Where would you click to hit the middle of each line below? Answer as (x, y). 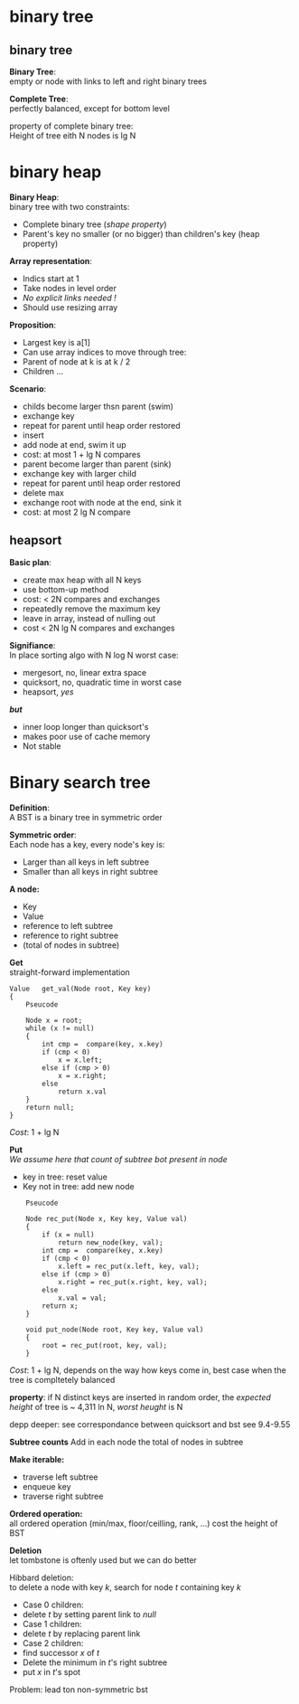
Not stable (42, 746)
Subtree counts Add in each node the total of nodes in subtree (126, 1442)
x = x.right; (82, 1075)
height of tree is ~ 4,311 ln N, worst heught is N (96, 1406)
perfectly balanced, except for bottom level (89, 109)
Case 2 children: (53, 1642)
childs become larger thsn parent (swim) (98, 406)
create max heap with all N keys (82, 580)
